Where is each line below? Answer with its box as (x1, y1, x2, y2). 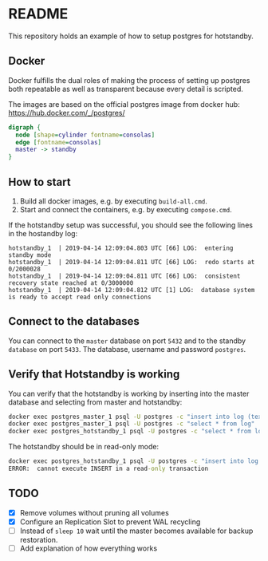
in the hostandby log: (8, 228, 78, 238)
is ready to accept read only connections (8, 293, 152, 301)
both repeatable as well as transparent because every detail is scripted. (8, 84, 243, 93)
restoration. (19, 535, 58, 544)
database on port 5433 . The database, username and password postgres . (8, 344, 246, 354)
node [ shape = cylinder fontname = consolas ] (15, 131, 156, 139)
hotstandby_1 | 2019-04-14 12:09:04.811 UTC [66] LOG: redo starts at (8, 258, 255, 266)
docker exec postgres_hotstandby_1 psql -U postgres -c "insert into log (8, 457, 259, 465)
